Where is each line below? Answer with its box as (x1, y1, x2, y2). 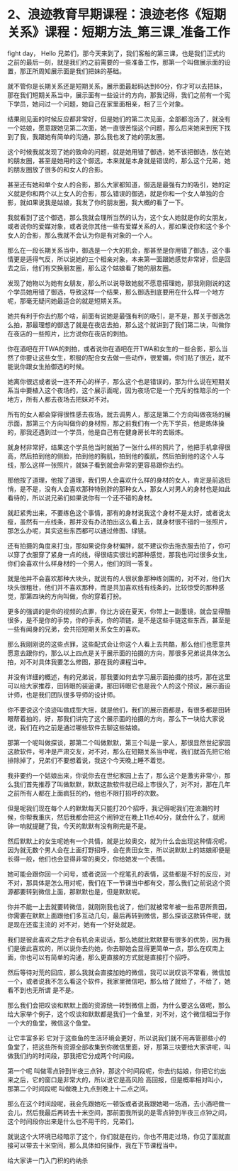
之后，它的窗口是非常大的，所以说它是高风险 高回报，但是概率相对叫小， (13, 1075, 227, 1084)
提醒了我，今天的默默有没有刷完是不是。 (31, 821, 150, 830)
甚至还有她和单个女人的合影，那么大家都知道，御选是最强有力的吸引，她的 (7, 180, 225, 189)
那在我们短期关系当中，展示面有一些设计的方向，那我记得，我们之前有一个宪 (7, 90, 231, 99)
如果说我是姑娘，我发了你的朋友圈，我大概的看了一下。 (25, 198, 188, 207)
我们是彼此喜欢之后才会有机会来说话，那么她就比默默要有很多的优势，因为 (7, 935, 225, 944)
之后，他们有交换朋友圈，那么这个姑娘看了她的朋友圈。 (13, 263, 175, 272)
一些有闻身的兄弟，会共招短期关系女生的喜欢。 (7, 625, 144, 633)
